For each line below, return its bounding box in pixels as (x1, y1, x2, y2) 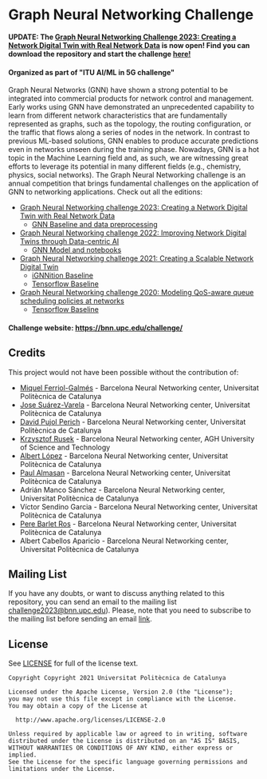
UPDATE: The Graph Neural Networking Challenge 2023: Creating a (8, 32, 237, 42)
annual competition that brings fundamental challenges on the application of (8, 178, 259, 189)
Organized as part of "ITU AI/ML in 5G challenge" (8, 67, 175, 77)
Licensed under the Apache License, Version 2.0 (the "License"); (8, 688, 234, 697)
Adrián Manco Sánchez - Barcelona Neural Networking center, (19, 485, 226, 494)
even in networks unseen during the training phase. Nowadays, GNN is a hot (8, 145, 260, 154)
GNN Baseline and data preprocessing (31, 220, 158, 230)
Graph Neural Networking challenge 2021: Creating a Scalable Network (19, 254, 254, 263)
